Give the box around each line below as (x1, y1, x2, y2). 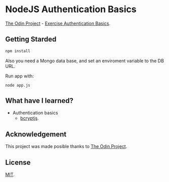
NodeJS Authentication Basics (5, 4, 137, 15)
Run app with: (5, 72, 34, 79)
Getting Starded (5, 35, 57, 44)
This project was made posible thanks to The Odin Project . (5, 143, 128, 150)
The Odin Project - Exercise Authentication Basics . (5, 20, 110, 26)
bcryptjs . (20, 115, 39, 121)
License (5, 158, 31, 167)
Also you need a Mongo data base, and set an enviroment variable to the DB (5, 57, 164, 64)
